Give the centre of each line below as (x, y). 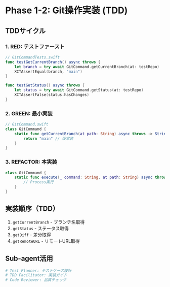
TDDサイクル (26, 31)
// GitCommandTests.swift (32, 57)
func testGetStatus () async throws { (45, 85)
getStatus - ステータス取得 (41, 228)
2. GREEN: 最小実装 (29, 113)
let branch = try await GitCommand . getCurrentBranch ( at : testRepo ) (87, 67)
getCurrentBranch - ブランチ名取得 (49, 222)
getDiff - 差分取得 (32, 235)
